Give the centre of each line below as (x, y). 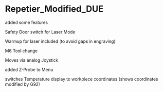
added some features (27, 22)
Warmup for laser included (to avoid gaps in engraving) (60, 41)
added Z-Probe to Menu (29, 70)
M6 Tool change (21, 51)
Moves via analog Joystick (32, 60)
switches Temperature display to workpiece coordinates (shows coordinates (81, 79)
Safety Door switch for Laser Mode (40, 32)
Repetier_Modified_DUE (54, 9)
